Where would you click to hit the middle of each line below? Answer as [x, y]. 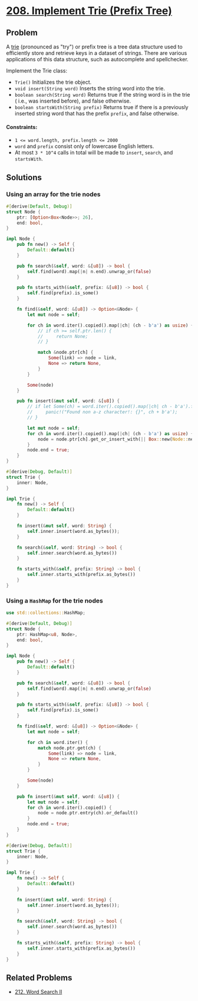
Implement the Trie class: [37, 71]
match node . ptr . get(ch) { [69, 748]
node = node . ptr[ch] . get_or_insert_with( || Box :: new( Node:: [113, 439]
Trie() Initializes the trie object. [53, 82]
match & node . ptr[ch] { [65, 353]
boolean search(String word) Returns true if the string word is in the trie [102, 95]
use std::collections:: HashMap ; [46, 613]
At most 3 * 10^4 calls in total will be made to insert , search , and [94, 153]
